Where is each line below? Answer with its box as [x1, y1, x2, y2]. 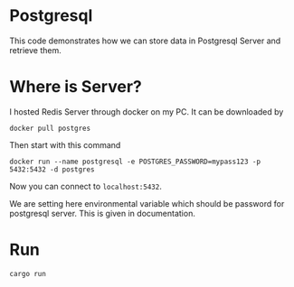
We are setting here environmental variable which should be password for [9, 198, 285, 208]
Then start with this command [9, 139, 121, 150]
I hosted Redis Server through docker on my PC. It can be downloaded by [9, 106, 284, 117]
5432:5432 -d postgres [9, 164, 95, 174]
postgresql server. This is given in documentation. [9, 208, 196, 218]
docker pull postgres [9, 124, 91, 133]
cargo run [9, 269, 47, 278]
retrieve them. [9, 44, 62, 55]
